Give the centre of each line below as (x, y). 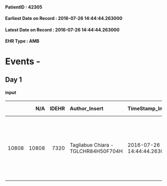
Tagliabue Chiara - (92, 145)
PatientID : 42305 (24, 7)
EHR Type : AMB (22, 41)
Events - (23, 61)
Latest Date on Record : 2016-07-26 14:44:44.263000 (62, 29)
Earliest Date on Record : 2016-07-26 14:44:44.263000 (64, 18)
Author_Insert (86, 109)
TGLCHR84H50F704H (96, 151)
